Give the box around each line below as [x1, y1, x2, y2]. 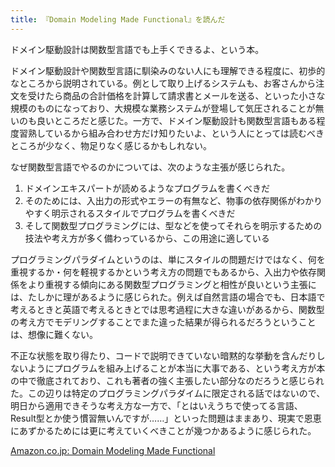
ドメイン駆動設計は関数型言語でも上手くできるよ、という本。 [10, 43, 265, 55]
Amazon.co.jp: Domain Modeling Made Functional [10, 444, 216, 456]
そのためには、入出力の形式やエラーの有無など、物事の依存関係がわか [24, 194, 315, 206]
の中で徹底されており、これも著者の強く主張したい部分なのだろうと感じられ [10, 374, 325, 386]
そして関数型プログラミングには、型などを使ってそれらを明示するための [24, 219, 323, 231]
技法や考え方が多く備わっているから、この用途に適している [24, 232, 270, 244]
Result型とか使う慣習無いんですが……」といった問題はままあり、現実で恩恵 [10, 412, 322, 424]
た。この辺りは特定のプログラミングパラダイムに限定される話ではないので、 [10, 387, 326, 399]
